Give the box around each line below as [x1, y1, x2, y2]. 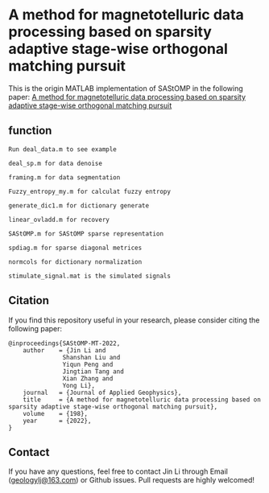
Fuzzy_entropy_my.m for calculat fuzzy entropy [8, 187, 172, 195]
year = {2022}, [23, 417, 92, 425]
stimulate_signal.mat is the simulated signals [8, 272, 172, 280]
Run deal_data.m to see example [8, 145, 117, 154]
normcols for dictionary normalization [8, 257, 143, 266]
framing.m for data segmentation [8, 173, 121, 182]
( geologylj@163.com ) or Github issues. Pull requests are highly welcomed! [8, 475, 255, 485]
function [8, 124, 52, 138]
